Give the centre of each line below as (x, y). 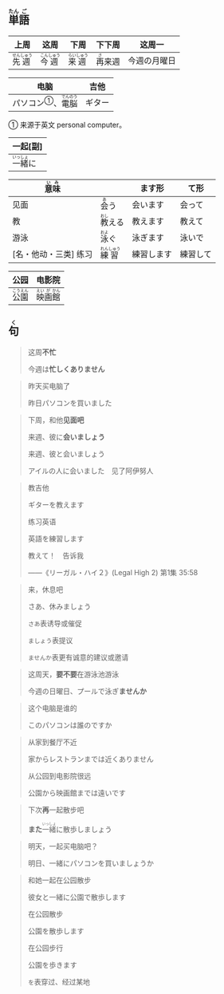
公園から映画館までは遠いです (77, 793)
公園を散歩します (56, 931)
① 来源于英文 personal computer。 (67, 124)
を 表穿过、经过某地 (59, 981)
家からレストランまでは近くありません (90, 759)
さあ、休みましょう (59, 606)
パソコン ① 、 (37, 103)
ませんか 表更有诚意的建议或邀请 (78, 657)
